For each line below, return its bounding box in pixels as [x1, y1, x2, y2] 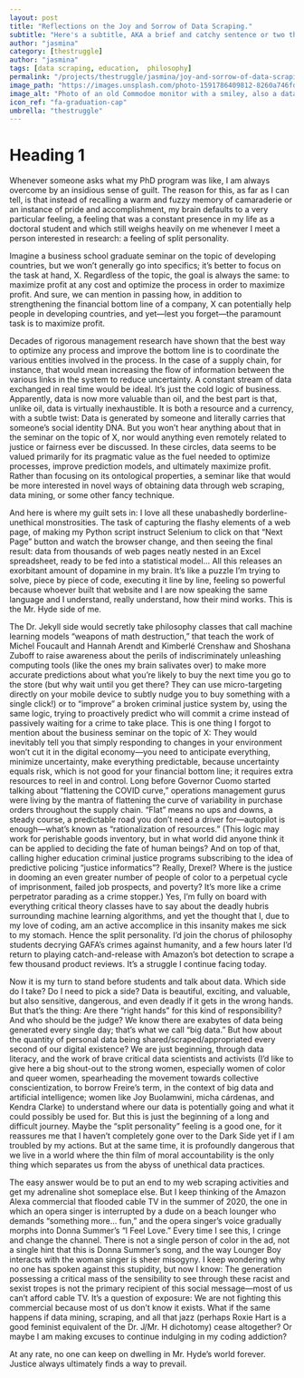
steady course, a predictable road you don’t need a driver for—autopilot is [9, 814, 286, 826]
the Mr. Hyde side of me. [9, 604, 102, 615]
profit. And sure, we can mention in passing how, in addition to [9, 289, 242, 300]
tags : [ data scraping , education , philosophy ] [9, 64, 193, 73]
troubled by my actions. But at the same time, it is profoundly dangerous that [9, 1140, 295, 1151]
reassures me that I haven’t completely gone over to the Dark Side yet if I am [9, 1130, 295, 1141]
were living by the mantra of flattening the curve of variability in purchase [9, 795, 283, 806]
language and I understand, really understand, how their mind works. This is [9, 594, 293, 605]
